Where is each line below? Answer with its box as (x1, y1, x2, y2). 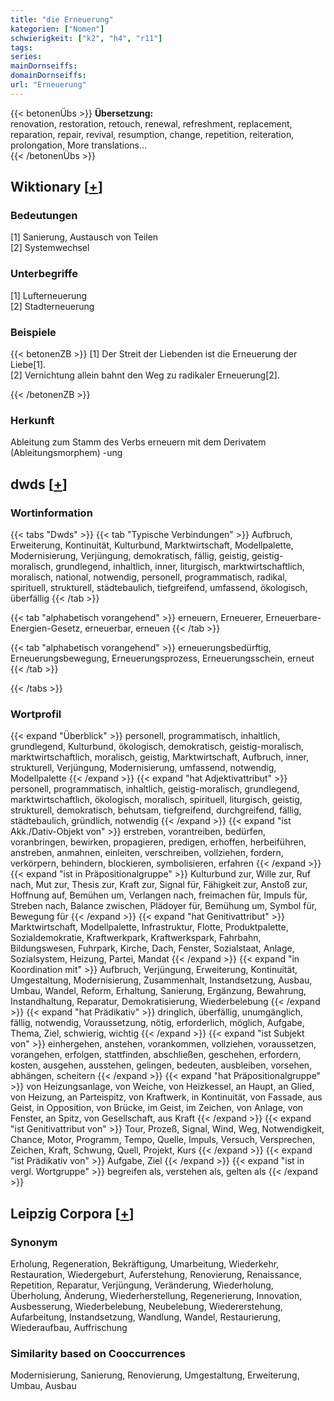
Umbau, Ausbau (10, 1380, 77, 1392)
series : (10, 52, 43, 62)
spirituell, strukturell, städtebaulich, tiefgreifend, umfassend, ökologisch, (10, 582, 308, 594)
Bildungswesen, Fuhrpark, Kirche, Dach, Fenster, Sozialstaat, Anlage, (10, 942, 295, 955)
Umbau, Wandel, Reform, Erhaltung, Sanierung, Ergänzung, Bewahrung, (10, 985, 307, 997)
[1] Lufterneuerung (10, 289, 88, 301)
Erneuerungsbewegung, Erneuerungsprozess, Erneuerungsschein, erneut (10, 652, 315, 665)
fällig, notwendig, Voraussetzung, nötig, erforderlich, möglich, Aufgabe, (10, 1017, 305, 1029)
